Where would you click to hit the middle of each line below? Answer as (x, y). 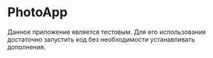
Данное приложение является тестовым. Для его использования (106, 32)
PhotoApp (38, 12)
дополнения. (27, 47)
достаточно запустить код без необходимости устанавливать (101, 39)
